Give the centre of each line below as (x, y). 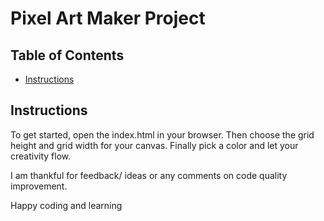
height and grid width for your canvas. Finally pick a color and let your (154, 145)
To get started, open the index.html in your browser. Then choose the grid (162, 134)
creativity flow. (41, 156)
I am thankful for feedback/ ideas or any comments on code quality (149, 175)
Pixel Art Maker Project (108, 18)
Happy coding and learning (66, 205)
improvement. (39, 186)
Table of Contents (67, 55)
